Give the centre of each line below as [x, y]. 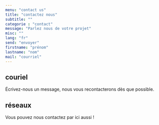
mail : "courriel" [23, 57]
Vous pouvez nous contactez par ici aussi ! [50, 117]
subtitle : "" [19, 19]
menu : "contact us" [26, 10]
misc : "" [14, 33]
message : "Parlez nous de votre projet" [48, 29]
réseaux [18, 105]
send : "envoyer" [22, 43]
